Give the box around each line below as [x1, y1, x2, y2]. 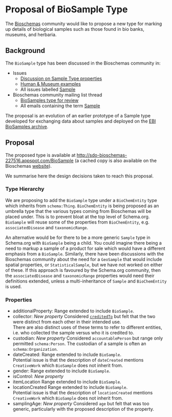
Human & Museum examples [20, 81, 81, 87]
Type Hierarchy [5, 186, 45, 193]
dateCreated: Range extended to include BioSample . [12, 351, 122, 358]
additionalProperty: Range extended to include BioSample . [12, 308, 135, 314]
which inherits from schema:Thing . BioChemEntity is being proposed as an [5, 203, 159, 209]
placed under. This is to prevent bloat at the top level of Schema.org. [5, 213, 150, 220]
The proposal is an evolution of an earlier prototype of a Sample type [5, 112, 151, 118]
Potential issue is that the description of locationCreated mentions [12, 390, 153, 396]
